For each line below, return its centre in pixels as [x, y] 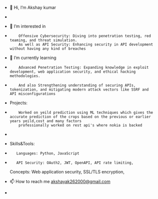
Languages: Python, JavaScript [48, 153]
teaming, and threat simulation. [43, 40]
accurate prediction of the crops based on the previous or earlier [80, 117]
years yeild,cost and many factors [46, 121]
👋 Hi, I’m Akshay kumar [33, 8]
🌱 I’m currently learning [33, 58]
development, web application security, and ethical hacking [73, 72]
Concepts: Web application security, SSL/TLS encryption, [67, 172]
